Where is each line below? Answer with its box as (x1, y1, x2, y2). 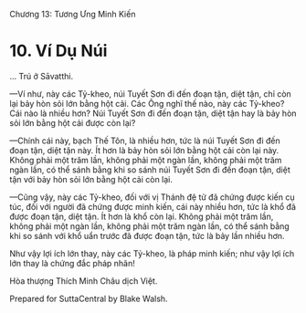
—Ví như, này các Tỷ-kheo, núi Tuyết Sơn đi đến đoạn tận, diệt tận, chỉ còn (9, 88, 292, 99)
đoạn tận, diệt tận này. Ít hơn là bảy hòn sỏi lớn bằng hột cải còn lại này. (9, 144, 280, 155)
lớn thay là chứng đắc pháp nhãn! (9, 257, 135, 268)
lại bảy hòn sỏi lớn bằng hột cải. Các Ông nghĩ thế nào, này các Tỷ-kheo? (9, 98, 285, 109)
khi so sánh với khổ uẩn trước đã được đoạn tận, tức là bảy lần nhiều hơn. (9, 230, 285, 241)
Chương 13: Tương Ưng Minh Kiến (9, 9, 136, 19)
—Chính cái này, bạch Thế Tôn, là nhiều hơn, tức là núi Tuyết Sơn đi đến (9, 135, 280, 146)
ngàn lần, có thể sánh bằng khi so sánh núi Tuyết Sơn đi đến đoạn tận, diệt (9, 164, 290, 175)
